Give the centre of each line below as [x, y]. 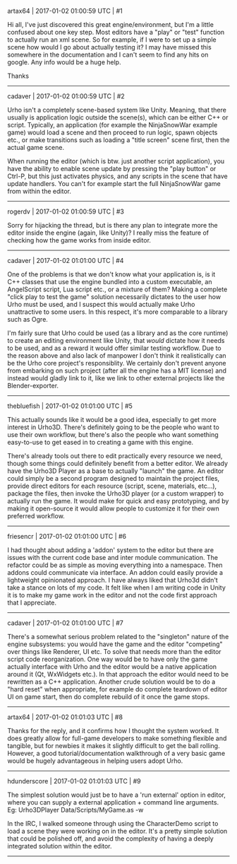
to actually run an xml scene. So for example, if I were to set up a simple [112, 40]
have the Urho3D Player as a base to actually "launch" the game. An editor [116, 471]
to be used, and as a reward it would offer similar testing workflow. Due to [114, 348]
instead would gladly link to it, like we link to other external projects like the [116, 378]
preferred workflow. [36, 516]
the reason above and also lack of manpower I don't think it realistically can [117, 356]
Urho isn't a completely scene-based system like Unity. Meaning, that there [117, 110]
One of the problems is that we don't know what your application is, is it [111, 274]
